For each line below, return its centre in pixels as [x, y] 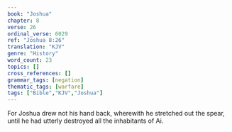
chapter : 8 [23, 21]
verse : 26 [22, 27]
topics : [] [23, 67]
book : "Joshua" [30, 14]
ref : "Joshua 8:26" [36, 40]
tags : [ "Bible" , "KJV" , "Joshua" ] [55, 93]
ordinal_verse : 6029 [38, 34]
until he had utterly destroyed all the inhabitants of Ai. [85, 121]
